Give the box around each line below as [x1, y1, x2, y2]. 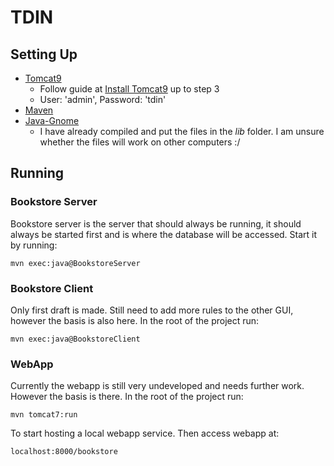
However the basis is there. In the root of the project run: [10, 391, 244, 403]
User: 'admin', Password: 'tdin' [39, 94, 167, 105]
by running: [10, 239, 58, 251]
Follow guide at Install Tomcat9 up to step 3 [39, 83, 220, 95]
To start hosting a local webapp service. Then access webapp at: [10, 427, 280, 440]
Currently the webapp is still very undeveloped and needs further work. [10, 380, 305, 392]
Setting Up [10, 46, 78, 63]
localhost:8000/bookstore [10, 447, 118, 457]
